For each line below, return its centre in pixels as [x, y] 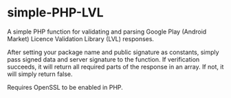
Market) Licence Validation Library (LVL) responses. [81, 38]
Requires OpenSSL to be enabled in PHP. [65, 87]
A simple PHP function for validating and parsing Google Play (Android [107, 32]
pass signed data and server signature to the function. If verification [103, 59]
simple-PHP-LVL [55, 13]
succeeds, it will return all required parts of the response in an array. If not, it [115, 66]
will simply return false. [40, 74]
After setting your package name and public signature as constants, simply [113, 52]
